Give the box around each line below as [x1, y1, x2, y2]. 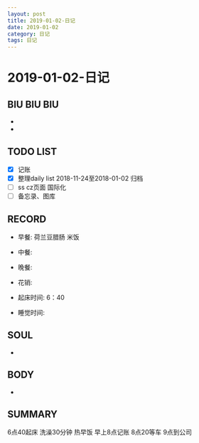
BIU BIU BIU [7, 98, 59, 110]
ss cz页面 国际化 [17, 183, 66, 192]
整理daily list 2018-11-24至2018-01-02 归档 [17, 174, 144, 182]
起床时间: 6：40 [17, 293, 65, 301]
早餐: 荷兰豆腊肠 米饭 [17, 233, 80, 241]
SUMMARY [7, 408, 58, 420]
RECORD [7, 213, 47, 225]
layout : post [7, 10, 46, 18]
